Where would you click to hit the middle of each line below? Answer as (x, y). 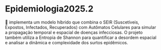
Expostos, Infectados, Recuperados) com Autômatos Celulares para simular (80, 27)
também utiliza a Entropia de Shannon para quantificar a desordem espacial (81, 37)
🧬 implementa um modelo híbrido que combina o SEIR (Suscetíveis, (72, 22)
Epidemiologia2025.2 (49, 9)
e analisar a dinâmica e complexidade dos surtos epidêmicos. (67, 42)
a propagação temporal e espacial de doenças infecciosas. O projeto (74, 32)
